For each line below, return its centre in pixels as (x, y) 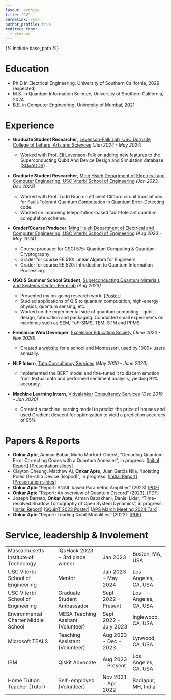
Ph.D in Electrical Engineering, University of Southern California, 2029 (86, 83)
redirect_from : (21, 29)
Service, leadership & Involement (77, 535)
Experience (30, 125)
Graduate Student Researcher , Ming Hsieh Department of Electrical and (89, 175)
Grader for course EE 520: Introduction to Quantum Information (87, 265)
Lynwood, (144, 638)
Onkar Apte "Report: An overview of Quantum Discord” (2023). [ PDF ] (86, 493)
